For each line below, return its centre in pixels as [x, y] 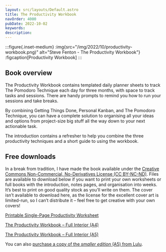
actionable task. [22, 126]
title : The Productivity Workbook [41, 14]
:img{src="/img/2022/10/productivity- [94, 47]
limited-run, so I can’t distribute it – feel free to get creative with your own [80, 200]
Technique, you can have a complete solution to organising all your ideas [80, 116]
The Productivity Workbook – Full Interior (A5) [52, 234]
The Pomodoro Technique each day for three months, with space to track [80, 90]
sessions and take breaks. [32, 101]
